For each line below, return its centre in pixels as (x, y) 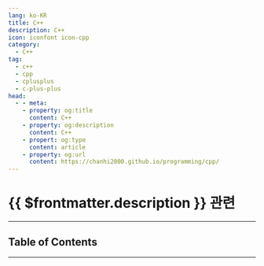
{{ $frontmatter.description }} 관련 (122, 203)
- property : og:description (68, 125)
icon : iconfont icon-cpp (49, 37)
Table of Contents (53, 242)
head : (17, 96)
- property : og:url (54, 154)
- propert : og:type (54, 140)
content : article (57, 147)
